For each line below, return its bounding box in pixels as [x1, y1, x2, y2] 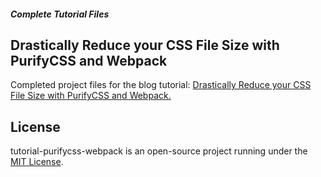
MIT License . [10, 156, 64, 168]
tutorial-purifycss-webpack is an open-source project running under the [10, 145, 308, 157]
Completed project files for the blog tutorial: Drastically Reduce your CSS [10, 79, 312, 91]
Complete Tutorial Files [10, 8, 110, 20]
